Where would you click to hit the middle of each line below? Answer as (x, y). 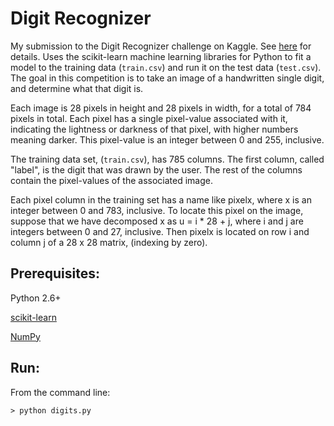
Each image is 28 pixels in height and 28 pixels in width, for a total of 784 (161, 108)
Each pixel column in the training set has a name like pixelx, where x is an (161, 199)
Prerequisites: (55, 273)
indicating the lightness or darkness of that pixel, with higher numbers (154, 129)
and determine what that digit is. (77, 88)
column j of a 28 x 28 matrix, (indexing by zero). (109, 242)
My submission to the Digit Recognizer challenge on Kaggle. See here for (161, 46)
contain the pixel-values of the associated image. (112, 180)
